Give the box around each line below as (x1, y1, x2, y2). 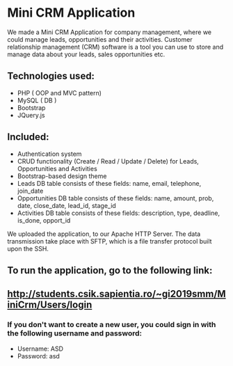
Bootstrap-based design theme (17, 172, 107, 180)
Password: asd (17, 351, 61, 360)
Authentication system (17, 150, 82, 158)
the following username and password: (7, 328, 143, 338)
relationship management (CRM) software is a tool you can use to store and (7, 42, 224, 51)
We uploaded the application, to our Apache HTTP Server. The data (7, 230, 201, 238)
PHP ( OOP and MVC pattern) (17, 88, 102, 97)
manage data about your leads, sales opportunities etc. (7, 50, 166, 58)
